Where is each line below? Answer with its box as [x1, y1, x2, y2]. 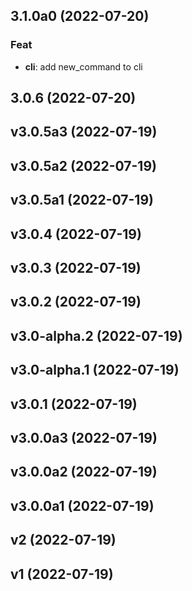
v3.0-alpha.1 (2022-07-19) [10, 362, 180, 379]
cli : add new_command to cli [24, 60, 143, 73]
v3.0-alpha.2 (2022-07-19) [10, 327, 183, 344]
